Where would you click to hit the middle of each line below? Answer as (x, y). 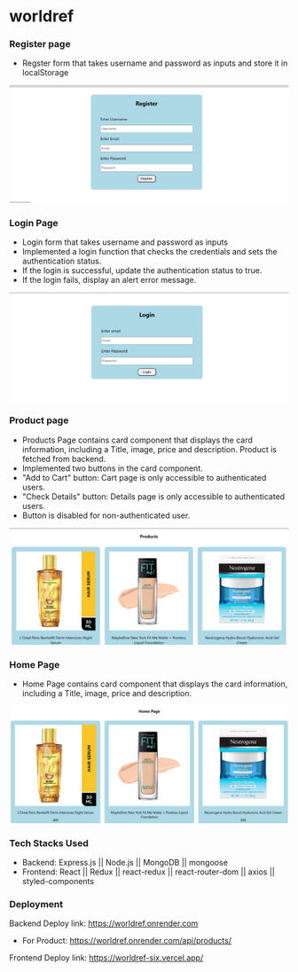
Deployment (36, 904)
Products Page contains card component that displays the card (137, 440)
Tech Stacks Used (49, 843)
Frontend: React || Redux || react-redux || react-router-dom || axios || (148, 872)
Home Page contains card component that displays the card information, (155, 684)
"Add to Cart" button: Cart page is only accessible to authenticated (144, 477)
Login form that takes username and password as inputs (125, 242)
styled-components (58, 881)
